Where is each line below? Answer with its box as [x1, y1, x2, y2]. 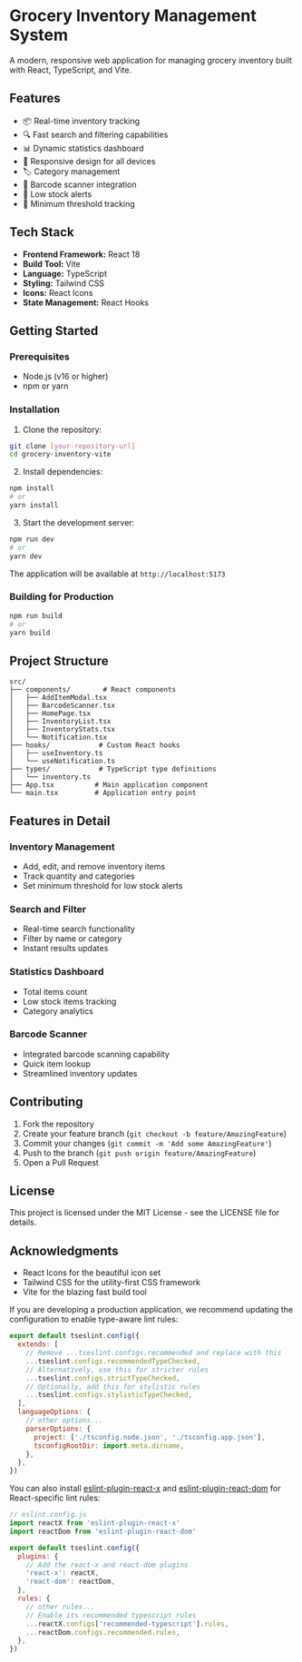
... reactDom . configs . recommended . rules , [25, 1628, 180, 1637]
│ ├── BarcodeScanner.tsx [9, 701, 116, 711]
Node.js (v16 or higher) [22, 371, 109, 382]
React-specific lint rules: [9, 1492, 101, 1503]
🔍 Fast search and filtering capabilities [22, 129, 169, 140]
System [9, 25, 69, 45]
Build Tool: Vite [22, 258, 81, 269]
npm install [9, 484, 54, 493]
